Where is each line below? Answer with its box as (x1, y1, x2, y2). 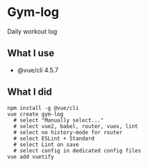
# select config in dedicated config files (13, 147, 141, 154)
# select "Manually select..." (13, 116, 104, 124)
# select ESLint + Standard (13, 135, 95, 142)
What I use (7, 47, 54, 59)
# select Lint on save (13, 141, 79, 148)
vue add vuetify (7, 153, 54, 160)
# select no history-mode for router (13, 129, 123, 136)
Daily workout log (7, 27, 58, 35)
